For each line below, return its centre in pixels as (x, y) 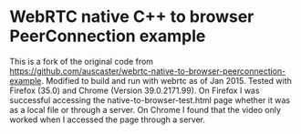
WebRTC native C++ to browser (132, 17)
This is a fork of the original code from (81, 61)
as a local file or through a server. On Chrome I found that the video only (145, 109)
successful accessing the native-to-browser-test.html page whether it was (150, 100)
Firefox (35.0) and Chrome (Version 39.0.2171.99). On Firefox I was (135, 90)
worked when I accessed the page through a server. (108, 119)
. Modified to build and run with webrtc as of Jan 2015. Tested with (166, 80)
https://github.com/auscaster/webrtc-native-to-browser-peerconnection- (148, 71)
